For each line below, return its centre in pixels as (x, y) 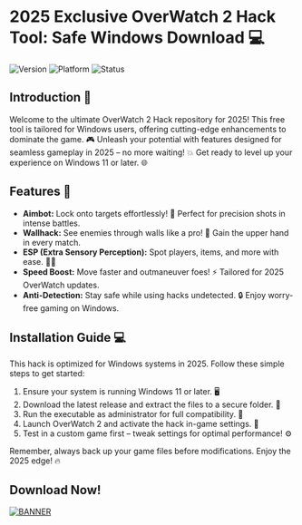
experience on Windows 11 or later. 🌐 (78, 162)
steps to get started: (47, 374)
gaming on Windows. (80, 308)
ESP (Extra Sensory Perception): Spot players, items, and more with (151, 252)
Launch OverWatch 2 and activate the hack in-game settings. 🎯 (141, 424)
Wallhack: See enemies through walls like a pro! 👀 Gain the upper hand (156, 232)
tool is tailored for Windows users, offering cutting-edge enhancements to (148, 129)
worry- (280, 295)
